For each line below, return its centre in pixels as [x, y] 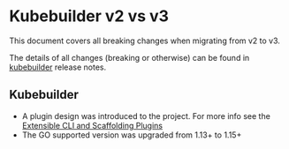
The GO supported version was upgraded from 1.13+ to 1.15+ [132, 135]
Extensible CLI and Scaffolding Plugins [92, 125]
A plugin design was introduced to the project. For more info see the [146, 115]
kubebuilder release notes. [58, 67]
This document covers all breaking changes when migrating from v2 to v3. [145, 41]
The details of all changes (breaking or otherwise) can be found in [129, 57]
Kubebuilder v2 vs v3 [89, 16]
